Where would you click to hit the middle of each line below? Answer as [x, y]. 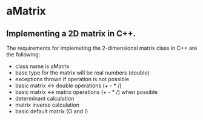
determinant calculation [45, 98]
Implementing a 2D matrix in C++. [71, 34]
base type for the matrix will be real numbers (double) [82, 73]
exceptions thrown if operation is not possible [72, 79]
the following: [23, 55]
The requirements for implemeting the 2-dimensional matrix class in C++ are [102, 48]
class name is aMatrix [42, 66]
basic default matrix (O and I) [52, 111]
